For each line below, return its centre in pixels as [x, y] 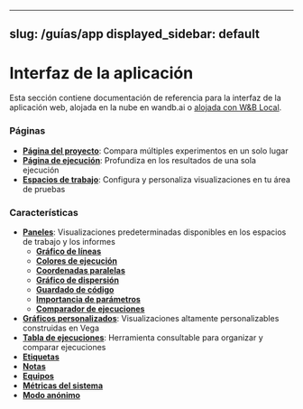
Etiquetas [41, 357]
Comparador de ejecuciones [90, 309]
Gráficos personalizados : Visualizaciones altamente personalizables [151, 318]
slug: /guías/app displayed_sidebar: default [134, 34]
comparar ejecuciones [64, 347]
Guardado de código [75, 289]
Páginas [28, 131]
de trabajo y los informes [69, 241]
